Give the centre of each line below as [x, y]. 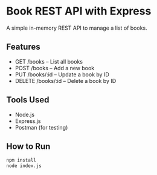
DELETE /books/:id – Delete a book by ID [66, 81]
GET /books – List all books [49, 61]
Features [23, 47]
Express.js [28, 121]
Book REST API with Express [79, 11]
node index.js [24, 166]
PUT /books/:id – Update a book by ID [62, 74]
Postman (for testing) [41, 127]
